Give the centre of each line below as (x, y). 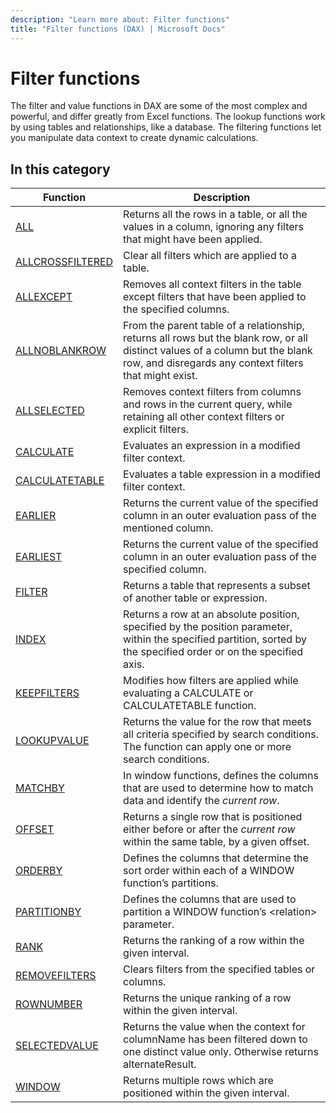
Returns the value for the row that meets (217, 722)
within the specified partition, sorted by (215, 639)
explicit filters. (156, 429)
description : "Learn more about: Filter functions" (120, 19)
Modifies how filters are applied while (211, 681)
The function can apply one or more (207, 747)
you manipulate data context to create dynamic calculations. (134, 138)
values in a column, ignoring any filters (214, 227)
